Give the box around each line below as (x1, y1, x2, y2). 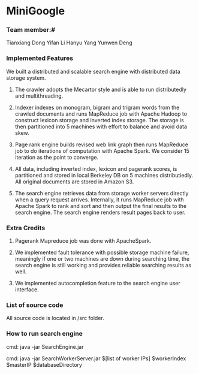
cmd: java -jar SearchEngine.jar (6, 343, 84, 350)
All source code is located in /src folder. (6, 315, 104, 322)
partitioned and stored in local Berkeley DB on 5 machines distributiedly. (14, 171, 194, 179)
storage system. (6, 74, 46, 82)
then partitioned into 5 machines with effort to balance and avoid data (14, 123, 188, 130)
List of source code (6, 301, 64, 309)
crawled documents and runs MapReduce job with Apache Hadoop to (14, 110, 188, 117)
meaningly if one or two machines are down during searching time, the (14, 255, 190, 263)
